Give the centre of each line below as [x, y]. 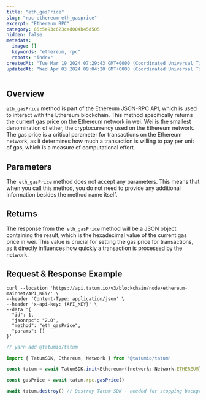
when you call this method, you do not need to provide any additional [93, 188]
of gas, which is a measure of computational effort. [71, 148]
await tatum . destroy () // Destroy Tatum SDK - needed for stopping [94, 391]
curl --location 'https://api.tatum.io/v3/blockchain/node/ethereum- [97, 288]
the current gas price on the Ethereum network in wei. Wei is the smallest [99, 122]
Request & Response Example [64, 274]
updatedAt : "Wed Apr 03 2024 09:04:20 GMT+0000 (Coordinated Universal [100, 69]
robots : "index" [32, 58]
